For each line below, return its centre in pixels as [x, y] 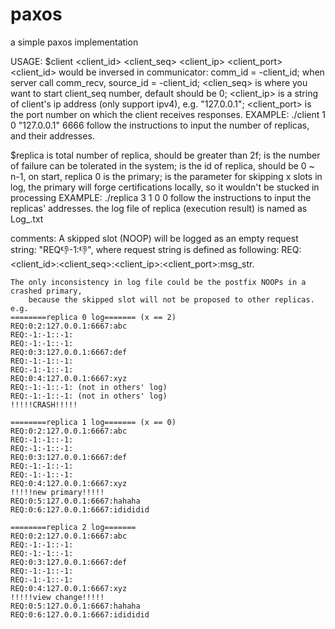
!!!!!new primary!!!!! [57, 492]
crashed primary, [46, 291]
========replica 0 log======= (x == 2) [93, 317]
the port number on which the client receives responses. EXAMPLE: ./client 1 [168, 114]
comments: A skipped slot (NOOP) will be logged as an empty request [154, 238]
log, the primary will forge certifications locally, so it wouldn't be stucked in [165, 187]
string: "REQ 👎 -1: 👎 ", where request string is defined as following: [145, 249]
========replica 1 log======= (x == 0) [93, 422]
